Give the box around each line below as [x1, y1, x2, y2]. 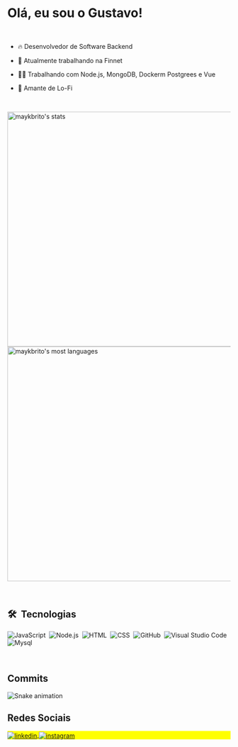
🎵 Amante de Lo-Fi [17, 84, 73, 92]
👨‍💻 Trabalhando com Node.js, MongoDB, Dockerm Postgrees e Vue [17, 69, 216, 79]
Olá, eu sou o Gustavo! [7, 5, 143, 21]
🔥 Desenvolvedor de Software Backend [17, 42, 133, 50]
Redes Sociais [7, 712, 71, 724]
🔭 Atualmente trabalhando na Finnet [17, 56, 123, 64]
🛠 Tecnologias [7, 608, 76, 621]
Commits [7, 673, 48, 685]
